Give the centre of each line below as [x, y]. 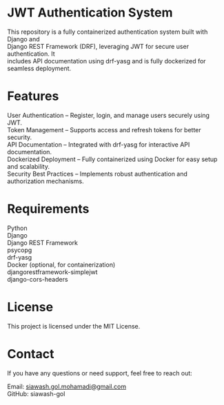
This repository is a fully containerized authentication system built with [108, 32]
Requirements [48, 209]
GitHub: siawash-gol [36, 393]
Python [17, 228]
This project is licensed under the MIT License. [74, 326]
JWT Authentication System [90, 13]
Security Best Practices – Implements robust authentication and [98, 174]
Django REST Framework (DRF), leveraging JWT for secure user [98, 46]
